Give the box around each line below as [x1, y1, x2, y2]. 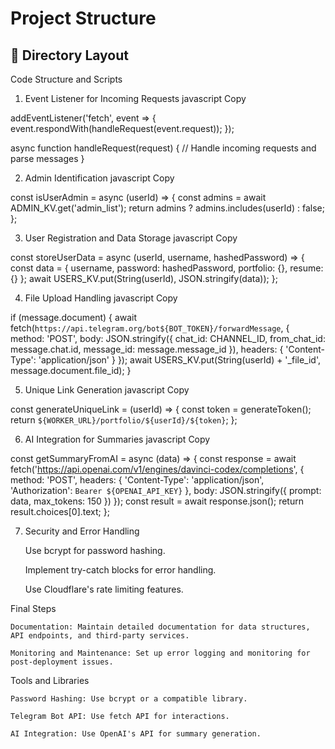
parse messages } [10, 153, 85, 164]
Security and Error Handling [24, 525, 140, 537]
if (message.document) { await [10, 312, 138, 323]
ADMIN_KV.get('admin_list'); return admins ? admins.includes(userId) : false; [10, 202, 325, 214]
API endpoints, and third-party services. [10, 631, 190, 641]
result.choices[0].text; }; [10, 506, 110, 517]
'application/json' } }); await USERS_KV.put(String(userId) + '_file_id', [38, 354, 321, 366]
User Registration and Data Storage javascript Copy [24, 232, 238, 244]
